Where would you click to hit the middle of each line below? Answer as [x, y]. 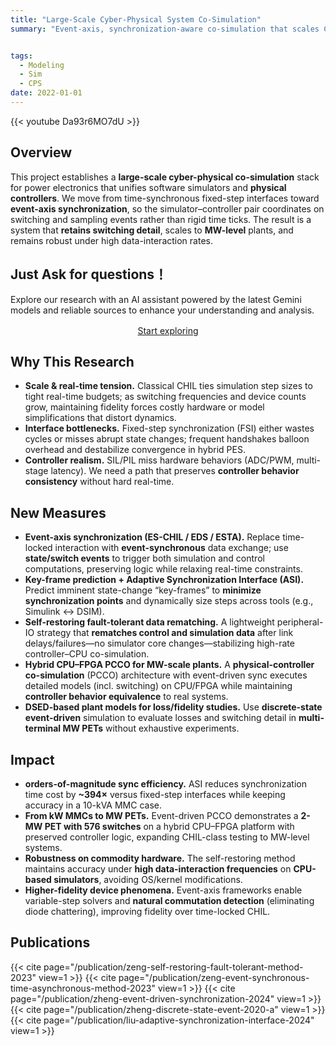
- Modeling [42, 65]
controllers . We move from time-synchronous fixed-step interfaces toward [165, 198]
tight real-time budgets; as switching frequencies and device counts [165, 397]
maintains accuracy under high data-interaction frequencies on [158, 868]
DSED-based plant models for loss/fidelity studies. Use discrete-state [173, 707]
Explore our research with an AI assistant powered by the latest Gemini [156, 299]
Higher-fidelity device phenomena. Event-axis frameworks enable [163, 890]
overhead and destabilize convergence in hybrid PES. [135, 450]
